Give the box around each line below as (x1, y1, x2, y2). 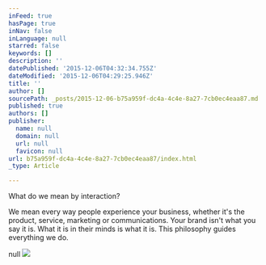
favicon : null (15, 147, 63, 155)
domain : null (15, 132, 60, 140)
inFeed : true (8, 11, 53, 20)
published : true (8, 102, 63, 110)
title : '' (8, 79, 42, 87)
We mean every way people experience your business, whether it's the (8, 207, 245, 217)
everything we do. (8, 233, 69, 242)
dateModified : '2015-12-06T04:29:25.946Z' (8, 72, 154, 80)
